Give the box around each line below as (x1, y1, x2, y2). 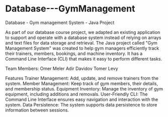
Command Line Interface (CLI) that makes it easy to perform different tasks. (5, 55, 162, 61)
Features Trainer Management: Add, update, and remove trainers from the (5, 75, 158, 81)
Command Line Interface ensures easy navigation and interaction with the (5, 96, 158, 102)
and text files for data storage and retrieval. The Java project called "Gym (5, 39, 157, 45)
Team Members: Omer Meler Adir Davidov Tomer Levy (5, 65, 118, 71)
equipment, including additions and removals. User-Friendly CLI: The (5, 91, 148, 97)
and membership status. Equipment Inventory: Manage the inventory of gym (5, 85, 163, 91)
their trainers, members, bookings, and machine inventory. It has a (5, 50, 143, 56)
